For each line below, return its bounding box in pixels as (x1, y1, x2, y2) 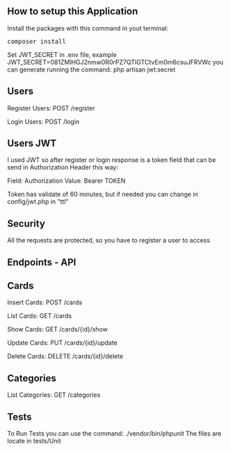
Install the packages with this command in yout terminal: (7, 24, 169, 32)
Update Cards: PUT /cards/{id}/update (7, 338, 118, 347)
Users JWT (7, 138, 57, 149)
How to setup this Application (7, 6, 138, 17)
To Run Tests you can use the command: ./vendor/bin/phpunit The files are (7, 429, 222, 438)
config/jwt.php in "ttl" (7, 197, 69, 206)
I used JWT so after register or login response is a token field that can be (7, 156, 217, 164)
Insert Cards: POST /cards (7, 298, 83, 306)
